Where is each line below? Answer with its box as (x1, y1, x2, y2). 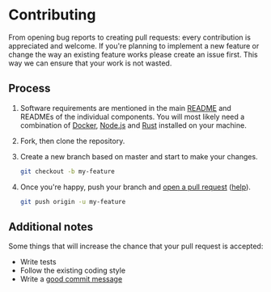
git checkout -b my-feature (19, 167, 115, 176)
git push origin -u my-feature (19, 197, 126, 205)
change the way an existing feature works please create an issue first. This (8, 49, 258, 59)
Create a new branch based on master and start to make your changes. (19, 151, 258, 161)
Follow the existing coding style (19, 265, 126, 276)
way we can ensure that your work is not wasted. (8, 58, 172, 68)
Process (8, 82, 51, 95)
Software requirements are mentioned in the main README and (19, 103, 232, 112)
